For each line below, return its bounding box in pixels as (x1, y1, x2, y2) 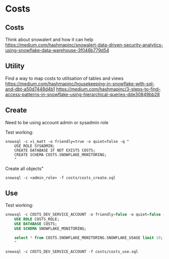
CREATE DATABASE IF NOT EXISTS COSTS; (14, 147, 96, 153)
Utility (5, 62, 25, 71)
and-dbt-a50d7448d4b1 (5, 86, 55, 92)
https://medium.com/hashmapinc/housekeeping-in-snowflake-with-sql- (5, 80, 155, 86)
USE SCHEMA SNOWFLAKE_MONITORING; (14, 226, 87, 231)
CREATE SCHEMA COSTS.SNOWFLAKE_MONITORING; (14, 152, 107, 157)
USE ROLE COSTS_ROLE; (14, 217, 59, 222)
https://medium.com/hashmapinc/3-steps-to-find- (56, 86, 161, 92)
